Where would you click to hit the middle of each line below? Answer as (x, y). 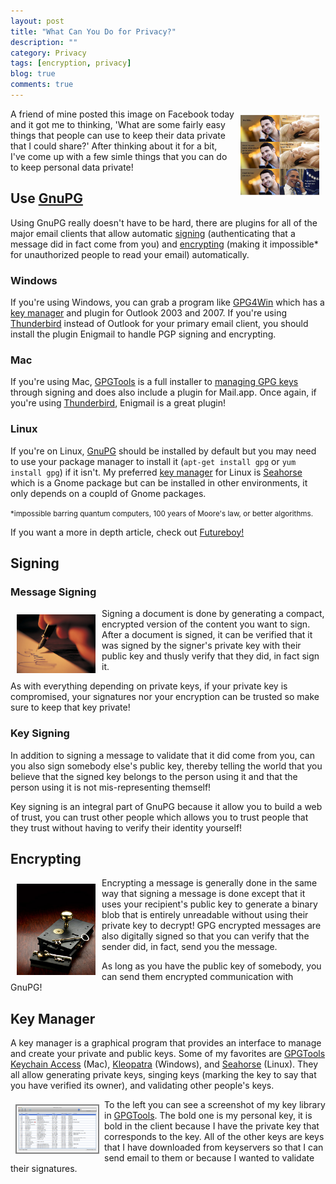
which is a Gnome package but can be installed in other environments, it (159, 482)
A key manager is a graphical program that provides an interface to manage (166, 1043)
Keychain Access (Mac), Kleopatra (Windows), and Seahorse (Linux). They (164, 1064)
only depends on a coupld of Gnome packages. (108, 493)
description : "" (44, 42)
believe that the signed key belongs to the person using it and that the (154, 776)
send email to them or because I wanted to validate (209, 1158)
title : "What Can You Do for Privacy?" (93, 31)
